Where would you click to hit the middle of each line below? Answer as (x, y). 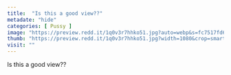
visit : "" (21, 45)
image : (16, 32)
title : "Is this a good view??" (55, 13)
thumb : (16, 39)
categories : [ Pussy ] (40, 26)
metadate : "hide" (32, 20)
